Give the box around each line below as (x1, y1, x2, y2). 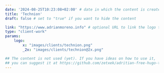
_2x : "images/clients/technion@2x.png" (22, 47, 104, 52)
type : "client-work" (5, 29, 47, 34)
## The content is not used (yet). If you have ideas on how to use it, (5, 56, 156, 61)
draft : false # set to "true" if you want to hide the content (5, 16, 137, 21)
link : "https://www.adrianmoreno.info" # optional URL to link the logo (5, 25, 156, 29)
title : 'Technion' (5, 12, 42, 16)
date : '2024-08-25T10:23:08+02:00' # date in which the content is (5, 7, 145, 12)
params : (5, 34, 21, 39)
